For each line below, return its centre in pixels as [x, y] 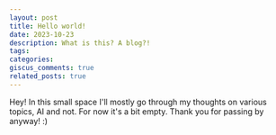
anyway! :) [28, 121]
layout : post [34, 18]
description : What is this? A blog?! [80, 43]
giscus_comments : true [52, 68]
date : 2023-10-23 [42, 34]
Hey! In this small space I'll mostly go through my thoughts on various [138, 102]
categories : [31, 59]
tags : [19, 51]
